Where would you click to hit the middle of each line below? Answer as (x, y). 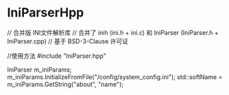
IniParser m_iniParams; (39, 70)
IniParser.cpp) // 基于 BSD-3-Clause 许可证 (68, 41)
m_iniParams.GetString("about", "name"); (65, 84)
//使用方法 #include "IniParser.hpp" (57, 56)
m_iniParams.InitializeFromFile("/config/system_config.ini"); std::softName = (115, 76)
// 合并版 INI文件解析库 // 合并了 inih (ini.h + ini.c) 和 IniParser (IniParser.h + (113, 32)
